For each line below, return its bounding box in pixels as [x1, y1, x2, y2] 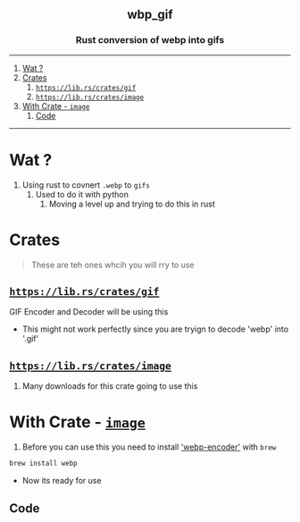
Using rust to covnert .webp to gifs [21, 179, 150, 190]
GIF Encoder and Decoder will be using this [9, 307, 169, 317]
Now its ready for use [21, 476, 102, 485]
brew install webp [9, 459, 78, 468]
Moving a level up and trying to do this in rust [48, 198, 216, 209]
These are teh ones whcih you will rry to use [30, 259, 195, 270]
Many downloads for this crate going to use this [21, 381, 198, 391]
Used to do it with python [35, 189, 129, 199]
